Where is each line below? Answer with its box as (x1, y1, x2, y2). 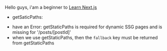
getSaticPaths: (12, 14, 43, 20)
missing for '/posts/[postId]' (12, 29, 71, 35)
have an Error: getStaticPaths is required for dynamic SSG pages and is (12, 24, 162, 30)
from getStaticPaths (12, 40, 55, 46)
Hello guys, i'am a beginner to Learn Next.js (5, 5, 98, 10)
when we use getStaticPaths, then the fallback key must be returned (12, 35, 158, 40)
